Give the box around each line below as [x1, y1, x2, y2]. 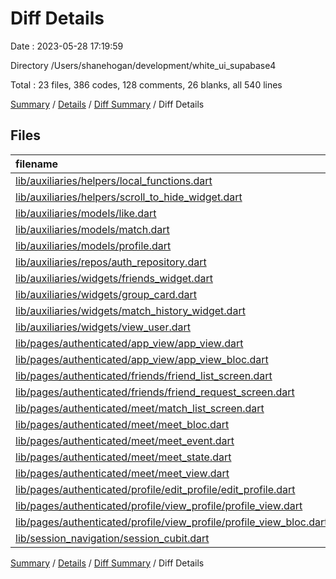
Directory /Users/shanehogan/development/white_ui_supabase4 [10, 59, 277, 71]
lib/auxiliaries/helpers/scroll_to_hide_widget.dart [15, 190, 243, 204]
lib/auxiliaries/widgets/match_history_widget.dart [15, 303, 246, 317]
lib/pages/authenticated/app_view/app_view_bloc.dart [15, 352, 269, 366]
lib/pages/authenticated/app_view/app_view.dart [15, 336, 244, 350]
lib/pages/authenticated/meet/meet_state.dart [15, 450, 232, 464]
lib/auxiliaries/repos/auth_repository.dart [15, 255, 207, 269]
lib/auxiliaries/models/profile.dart [15, 238, 172, 252]
